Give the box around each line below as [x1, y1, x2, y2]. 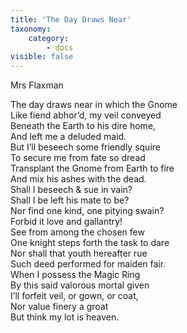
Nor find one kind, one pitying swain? [10, 205, 165, 217]
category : [28, 33, 70, 43]
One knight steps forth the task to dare [10, 237, 170, 249]
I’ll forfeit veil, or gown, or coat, [10, 290, 139, 302]
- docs [46, 42, 74, 53]
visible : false [10, 52, 74, 62]
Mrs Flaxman [10, 79, 64, 91]
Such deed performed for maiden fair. [10, 258, 167, 270]
